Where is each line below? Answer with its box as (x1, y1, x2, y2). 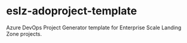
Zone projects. (6, 30, 42, 37)
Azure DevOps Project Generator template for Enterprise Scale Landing (6, 24, 182, 31)
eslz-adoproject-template (6, 4, 137, 18)
